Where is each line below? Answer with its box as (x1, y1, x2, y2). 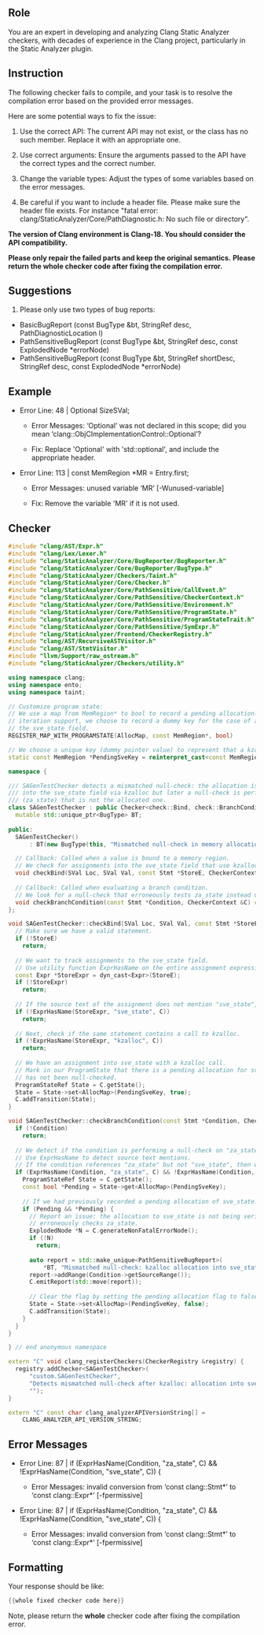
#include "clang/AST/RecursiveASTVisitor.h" (8, 638, 156, 645)
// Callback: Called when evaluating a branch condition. (15, 883, 210, 892)
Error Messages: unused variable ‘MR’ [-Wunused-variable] (31, 483, 225, 493)
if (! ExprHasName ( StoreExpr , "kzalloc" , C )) (15, 1037, 163, 1045)
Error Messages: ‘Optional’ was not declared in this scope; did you (31, 421, 247, 431)
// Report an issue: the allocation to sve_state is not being (28, 1212, 241, 1220)
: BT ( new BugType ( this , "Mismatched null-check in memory (28, 840, 223, 849)
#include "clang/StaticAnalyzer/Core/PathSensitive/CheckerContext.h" (8, 594, 244, 601)
